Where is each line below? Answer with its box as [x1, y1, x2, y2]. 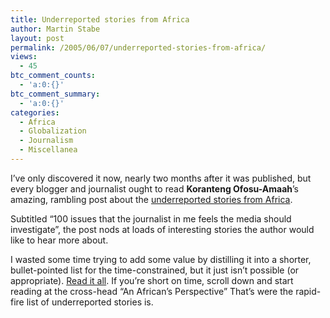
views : [10, 52, 38, 62]
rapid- [295, 285, 322, 297]
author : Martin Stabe [10, 24, 101, 34]
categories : [10, 107, 60, 118]
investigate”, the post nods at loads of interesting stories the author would [10, 223, 315, 235]
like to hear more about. [10, 234, 109, 246]
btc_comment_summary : [10, 89, 101, 99]
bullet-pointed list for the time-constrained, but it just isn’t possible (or [10, 264, 300, 276]
